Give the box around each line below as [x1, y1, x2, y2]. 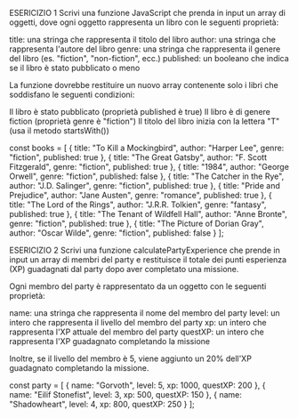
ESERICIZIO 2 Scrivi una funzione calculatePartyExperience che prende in [9, 245, 280, 255]
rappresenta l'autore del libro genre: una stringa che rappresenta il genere [9, 44, 281, 54]
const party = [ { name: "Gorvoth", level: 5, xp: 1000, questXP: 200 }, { [9, 380, 266, 390]
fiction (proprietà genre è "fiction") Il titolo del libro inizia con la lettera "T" [9, 116, 280, 126]
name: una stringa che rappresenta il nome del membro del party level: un [9, 308, 280, 318]
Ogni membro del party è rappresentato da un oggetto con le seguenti [9, 281, 267, 292]
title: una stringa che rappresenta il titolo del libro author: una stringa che [9, 35, 276, 44]
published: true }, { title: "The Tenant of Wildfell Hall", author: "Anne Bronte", [9, 209, 287, 219]
